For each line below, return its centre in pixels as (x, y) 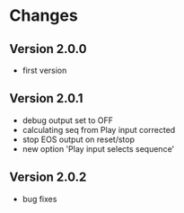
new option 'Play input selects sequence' (98, 148)
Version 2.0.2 (48, 177)
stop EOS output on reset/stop (78, 139)
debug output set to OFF (68, 120)
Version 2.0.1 (46, 98)
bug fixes (39, 199)
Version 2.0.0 (48, 49)
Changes (44, 16)
